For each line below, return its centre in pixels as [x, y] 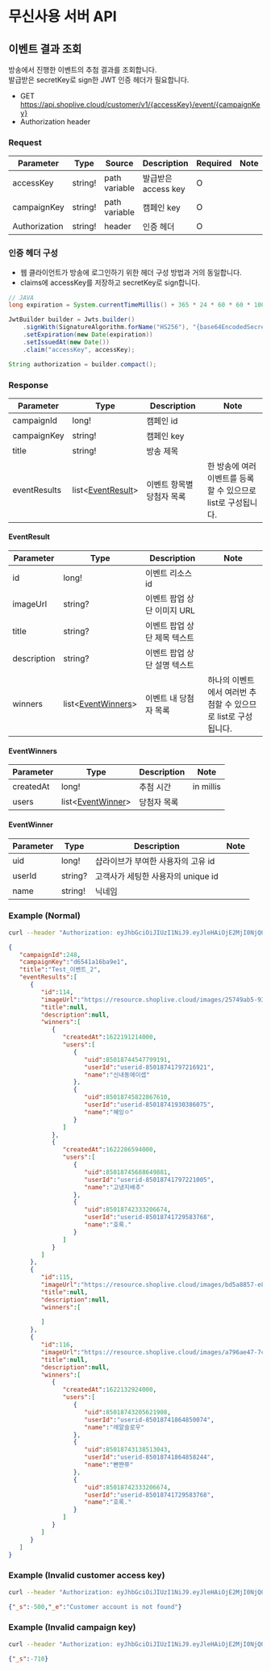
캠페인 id [162, 420]
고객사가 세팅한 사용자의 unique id [157, 876]
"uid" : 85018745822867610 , [128, 1097]
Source [119, 164]
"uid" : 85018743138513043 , [128, 1450]
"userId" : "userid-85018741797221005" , [150, 1180]
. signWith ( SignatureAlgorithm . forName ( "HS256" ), [106, 328]
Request [25, 142]
